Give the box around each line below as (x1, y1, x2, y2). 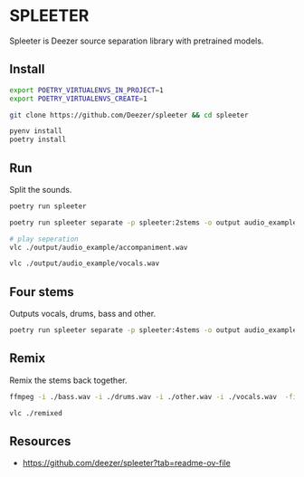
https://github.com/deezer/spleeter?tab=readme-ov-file (22, 458, 231, 469)
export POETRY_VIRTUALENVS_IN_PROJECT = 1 (9, 85, 165, 95)
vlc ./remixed (9, 408, 63, 417)
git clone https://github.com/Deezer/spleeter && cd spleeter (9, 110, 249, 119)
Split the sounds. (9, 184, 72, 195)
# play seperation (9, 234, 79, 243)
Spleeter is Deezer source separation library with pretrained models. (9, 35, 264, 46)
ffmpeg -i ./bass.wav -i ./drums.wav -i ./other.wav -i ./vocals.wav (9, 392, 278, 401)
